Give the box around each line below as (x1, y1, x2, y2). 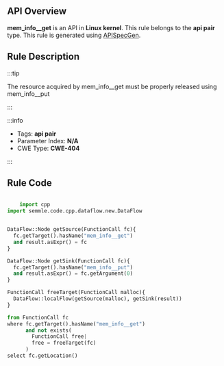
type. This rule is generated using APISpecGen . (7, 31, 141, 39)
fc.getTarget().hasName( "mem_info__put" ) (13, 264, 134, 271)
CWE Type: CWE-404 (16, 144, 80, 152)
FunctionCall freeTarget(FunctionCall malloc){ (7, 289, 146, 296)
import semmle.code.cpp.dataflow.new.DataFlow (7, 208, 142, 215)
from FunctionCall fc (7, 314, 69, 321)
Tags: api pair (16, 130, 57, 138)
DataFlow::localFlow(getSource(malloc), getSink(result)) (13, 295, 183, 302)
